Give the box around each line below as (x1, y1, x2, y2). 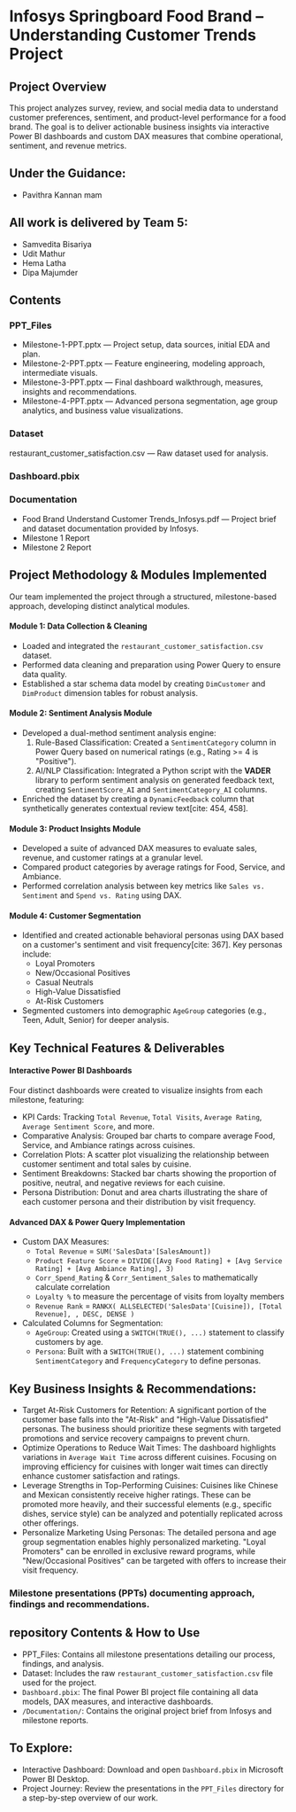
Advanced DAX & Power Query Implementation (9, 1216, 186, 1227)
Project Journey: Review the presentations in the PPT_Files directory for (21, 1783, 285, 1793)
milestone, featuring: (9, 1095, 85, 1105)
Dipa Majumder (21, 267, 79, 277)
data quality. (21, 668, 68, 679)
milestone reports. (21, 1714, 89, 1725)
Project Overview (9, 79, 107, 94)
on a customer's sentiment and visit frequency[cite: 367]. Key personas (21, 940, 283, 950)
